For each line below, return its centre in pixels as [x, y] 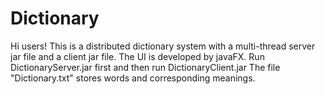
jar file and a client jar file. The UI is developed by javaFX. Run [137, 56]
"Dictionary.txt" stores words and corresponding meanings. [133, 78]
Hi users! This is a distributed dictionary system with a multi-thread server [163, 46]
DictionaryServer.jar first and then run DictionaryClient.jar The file [145, 67]
